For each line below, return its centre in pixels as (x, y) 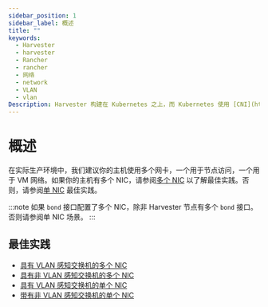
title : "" (25, 30)
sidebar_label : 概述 (41, 23)
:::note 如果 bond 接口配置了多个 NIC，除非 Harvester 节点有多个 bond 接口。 (133, 207)
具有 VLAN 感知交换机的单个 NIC (73, 285)
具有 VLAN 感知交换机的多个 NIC (73, 265)
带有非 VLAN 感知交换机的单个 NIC (77, 295)
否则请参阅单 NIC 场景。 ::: (52, 217)
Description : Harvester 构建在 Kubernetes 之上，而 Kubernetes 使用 (119, 104)
